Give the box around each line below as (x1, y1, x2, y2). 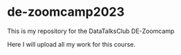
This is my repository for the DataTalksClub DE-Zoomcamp (7, 27, 175, 35)
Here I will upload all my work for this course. (7, 40, 136, 48)
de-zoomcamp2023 (7, 4, 125, 20)
